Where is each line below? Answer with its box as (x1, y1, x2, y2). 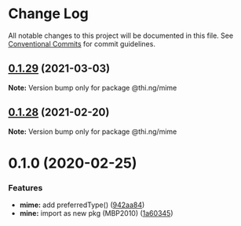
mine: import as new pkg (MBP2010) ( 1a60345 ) (19, 209, 173, 218)
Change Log (8, 5, 89, 23)
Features (8, 182, 43, 193)
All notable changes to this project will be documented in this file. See (8, 31, 234, 40)
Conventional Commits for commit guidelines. (8, 39, 155, 48)
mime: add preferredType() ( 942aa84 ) (19, 200, 145, 209)
